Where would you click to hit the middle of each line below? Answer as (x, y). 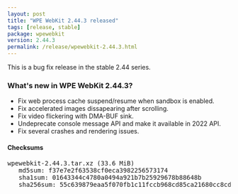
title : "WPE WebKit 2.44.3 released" (63, 21)
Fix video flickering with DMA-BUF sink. (76, 116)
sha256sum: (38, 184)
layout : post (27, 14)
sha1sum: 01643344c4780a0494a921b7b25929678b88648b (110, 177)
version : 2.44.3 (31, 41)
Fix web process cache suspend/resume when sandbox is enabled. (116, 101)
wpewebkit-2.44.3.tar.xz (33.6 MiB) (71, 163)
